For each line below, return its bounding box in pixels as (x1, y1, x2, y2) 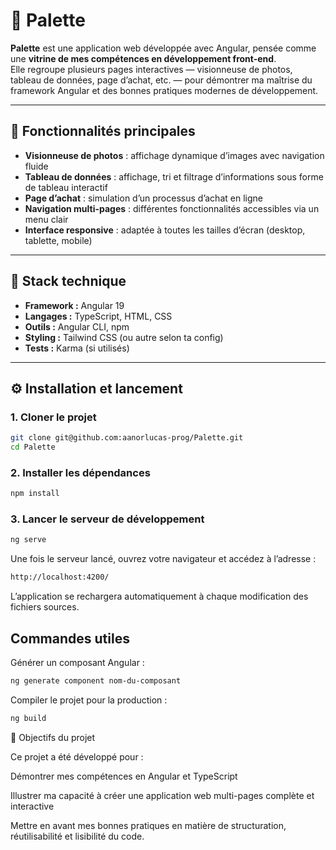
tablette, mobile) (24, 234, 93, 246)
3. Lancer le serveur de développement (10, 512, 205, 526)
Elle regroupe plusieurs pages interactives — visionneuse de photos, (10, 63, 293, 75)
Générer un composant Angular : (10, 657, 145, 669)
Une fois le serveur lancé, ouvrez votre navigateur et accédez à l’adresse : (10, 553, 317, 565)
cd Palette (10, 442, 56, 453)
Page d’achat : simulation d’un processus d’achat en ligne (24, 192, 263, 204)
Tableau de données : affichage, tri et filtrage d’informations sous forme (24, 170, 324, 183)
